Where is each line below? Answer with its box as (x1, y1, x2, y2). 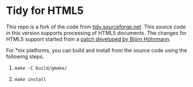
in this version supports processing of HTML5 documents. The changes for (6, 29, 187, 36)
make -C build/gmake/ (14, 65, 67, 71)
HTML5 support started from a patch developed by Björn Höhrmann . (6, 35, 171, 42)
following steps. (6, 53, 44, 60)
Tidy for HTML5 (6, 4, 84, 17)
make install (14, 77, 47, 82)
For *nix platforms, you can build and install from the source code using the (6, 46, 188, 53)
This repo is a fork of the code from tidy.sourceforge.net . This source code (6, 23, 186, 30)
